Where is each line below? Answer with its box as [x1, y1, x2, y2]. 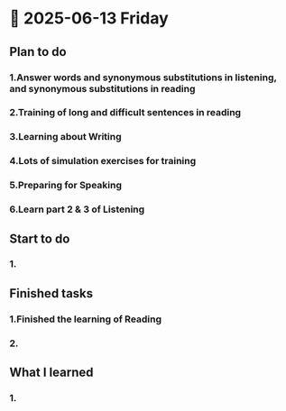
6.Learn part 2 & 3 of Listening [9, 203, 145, 215]
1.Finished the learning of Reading [9, 313, 162, 325]
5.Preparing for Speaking [9, 179, 123, 192]
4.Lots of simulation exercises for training [9, 155, 197, 168]
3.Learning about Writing [9, 131, 122, 143]
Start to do [9, 231, 70, 246]
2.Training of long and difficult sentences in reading [9, 106, 242, 119]
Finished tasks [9, 286, 94, 301]
